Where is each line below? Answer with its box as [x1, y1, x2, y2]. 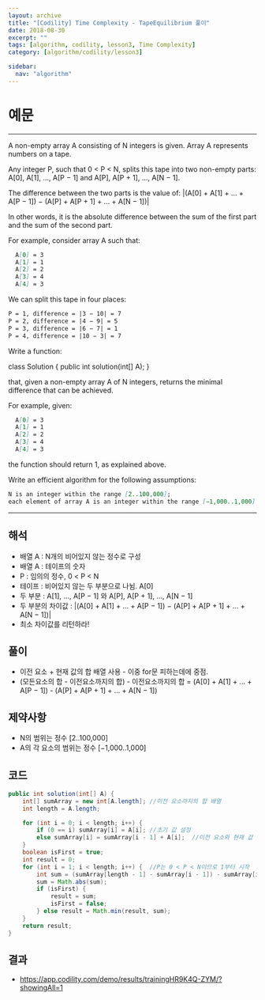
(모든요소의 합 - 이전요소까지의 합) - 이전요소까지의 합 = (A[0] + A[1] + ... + [19, 677, 252, 687]
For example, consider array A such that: [8, 235, 140, 245]
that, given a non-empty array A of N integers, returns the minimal [8, 377, 223, 386]
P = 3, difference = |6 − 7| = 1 [8, 324, 118, 332]
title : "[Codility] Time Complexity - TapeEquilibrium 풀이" [8, 19, 211, 27]
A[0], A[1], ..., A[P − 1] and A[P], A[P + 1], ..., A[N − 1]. [8, 172, 181, 182]
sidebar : [8, 62, 37, 71]
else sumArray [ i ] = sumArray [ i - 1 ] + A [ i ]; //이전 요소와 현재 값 [36, 834, 253, 842]
